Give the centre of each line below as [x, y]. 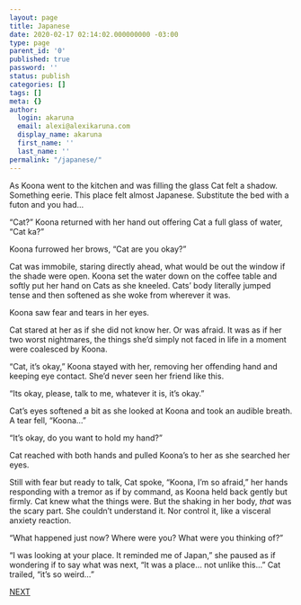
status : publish [40, 76]
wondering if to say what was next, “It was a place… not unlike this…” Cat [145, 565]
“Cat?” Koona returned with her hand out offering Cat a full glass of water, [146, 222]
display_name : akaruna [60, 135]
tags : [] [26, 93]
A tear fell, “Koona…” [48, 420]
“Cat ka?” [27, 231]
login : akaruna [46, 118]
